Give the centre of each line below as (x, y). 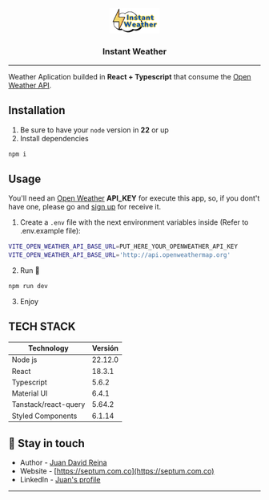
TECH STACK (42, 327)
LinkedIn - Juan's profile (60, 479)
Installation (37, 110)
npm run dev (28, 286)
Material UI (30, 393)
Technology (48, 348)
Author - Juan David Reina (63, 462)
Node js (24, 360)
